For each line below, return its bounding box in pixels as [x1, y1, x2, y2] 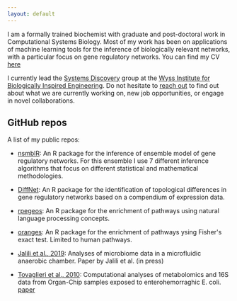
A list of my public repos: [7, 135, 80, 144]
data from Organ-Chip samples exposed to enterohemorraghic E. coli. [17, 278, 221, 287]
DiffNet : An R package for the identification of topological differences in [17, 186, 227, 194]
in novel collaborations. [7, 96, 76, 105]
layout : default [7, 10, 55, 18]
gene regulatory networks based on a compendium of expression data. [17, 193, 225, 202]
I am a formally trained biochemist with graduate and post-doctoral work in [7, 30, 226, 38]
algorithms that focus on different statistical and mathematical [17, 164, 199, 173]
